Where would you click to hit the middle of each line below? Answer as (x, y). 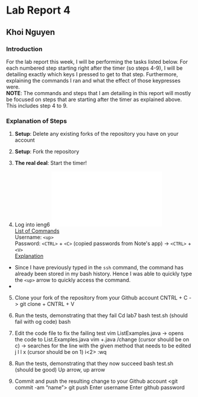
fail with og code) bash (43, 322)
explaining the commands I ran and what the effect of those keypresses (93, 80)
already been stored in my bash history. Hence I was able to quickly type (103, 274)
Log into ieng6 (32, 224)
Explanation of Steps (37, 121)
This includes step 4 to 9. (37, 105)
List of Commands (37, 231)
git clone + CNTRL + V (47, 304)
